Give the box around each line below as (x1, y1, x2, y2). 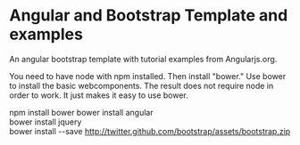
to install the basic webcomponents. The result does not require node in (9, 80, 274, 91)
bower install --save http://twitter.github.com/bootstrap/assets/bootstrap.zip (9, 125, 291, 136)
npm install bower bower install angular (9, 107, 154, 117)
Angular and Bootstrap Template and (9, 5, 288, 26)
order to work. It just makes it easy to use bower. (9, 90, 189, 101)
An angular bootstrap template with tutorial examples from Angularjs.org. (9, 53, 278, 64)
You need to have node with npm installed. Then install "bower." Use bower (9, 70, 287, 81)
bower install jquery (9, 117, 82, 127)
